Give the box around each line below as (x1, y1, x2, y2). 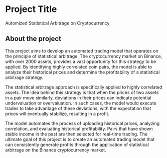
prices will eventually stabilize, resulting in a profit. (5, 110, 109, 116)
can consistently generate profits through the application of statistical (5, 141, 149, 147)
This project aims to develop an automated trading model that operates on (5, 47, 158, 53)
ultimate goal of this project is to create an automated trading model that (5, 136, 154, 142)
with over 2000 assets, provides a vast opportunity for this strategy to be (5, 58, 156, 64)
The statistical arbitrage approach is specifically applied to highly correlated (5, 84, 162, 90)
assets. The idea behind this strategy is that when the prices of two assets (5, 89, 159, 95)
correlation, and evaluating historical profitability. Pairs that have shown (5, 125, 153, 131)
